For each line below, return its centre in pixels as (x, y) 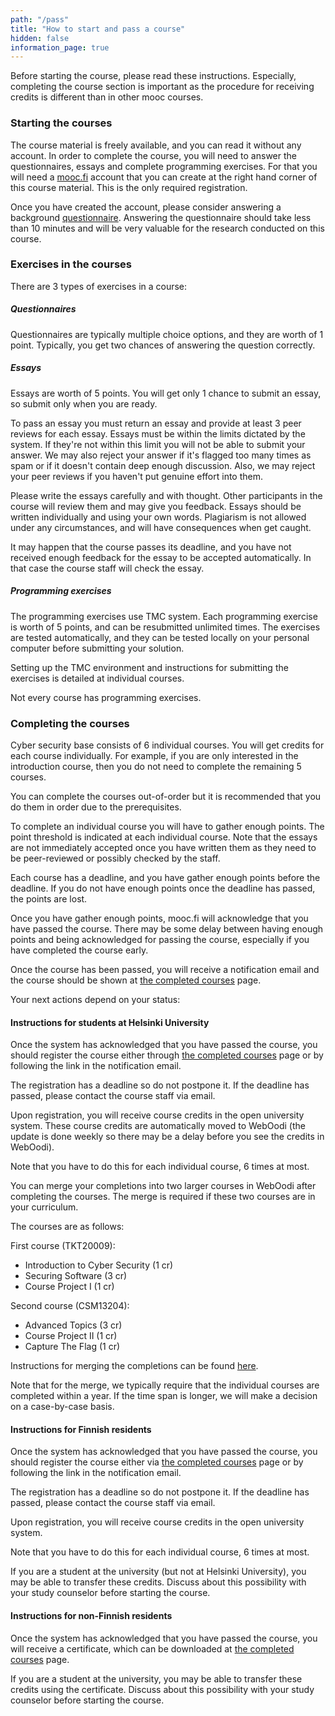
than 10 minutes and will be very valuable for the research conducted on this (167, 228)
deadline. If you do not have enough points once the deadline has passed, (163, 888)
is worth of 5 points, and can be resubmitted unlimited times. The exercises (165, 627)
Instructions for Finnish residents (81, 1429)
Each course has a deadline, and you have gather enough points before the (165, 878)
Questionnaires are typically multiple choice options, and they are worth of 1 (167, 334)
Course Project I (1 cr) (69, 1287)
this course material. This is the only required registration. (129, 187)
